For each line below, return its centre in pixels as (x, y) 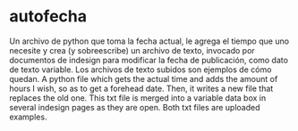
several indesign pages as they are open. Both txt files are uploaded (135, 107)
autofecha (48, 16)
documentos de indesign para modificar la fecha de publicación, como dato (149, 60)
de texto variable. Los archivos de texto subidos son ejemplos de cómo (140, 70)
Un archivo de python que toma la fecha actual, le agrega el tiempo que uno (149, 41)
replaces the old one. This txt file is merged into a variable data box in (138, 98)
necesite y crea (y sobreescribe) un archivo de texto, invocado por (132, 50)
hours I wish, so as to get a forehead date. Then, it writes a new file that (141, 88)
